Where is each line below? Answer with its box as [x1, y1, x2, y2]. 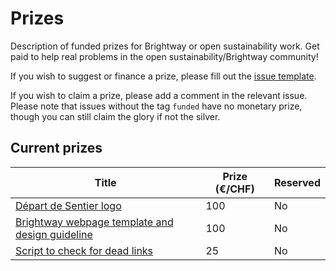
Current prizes [10, 140, 103, 157]
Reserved [273, 175, 321, 189]
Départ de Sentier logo [15, 198, 122, 212]
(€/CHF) [214, 182, 255, 196]
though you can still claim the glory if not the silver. [10, 110, 221, 122]
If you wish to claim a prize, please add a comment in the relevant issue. [10, 89, 308, 101]
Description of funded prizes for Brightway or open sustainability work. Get [10, 40, 320, 52]
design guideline [15, 227, 93, 241]
